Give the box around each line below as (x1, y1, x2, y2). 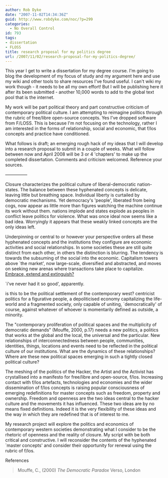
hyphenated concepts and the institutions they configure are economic (5, 239, 152, 245)
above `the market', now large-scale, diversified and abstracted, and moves (5, 261, 161, 267)
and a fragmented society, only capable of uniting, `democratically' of (18, 301, 162, 307)
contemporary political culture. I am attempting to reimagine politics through (5, 109, 162, 115)
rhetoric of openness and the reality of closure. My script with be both (5, 432, 150, 438)
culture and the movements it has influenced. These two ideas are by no (5, 401, 154, 407)
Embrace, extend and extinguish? (5, 271, 74, 277)
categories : (5, 21, 30, 27)
